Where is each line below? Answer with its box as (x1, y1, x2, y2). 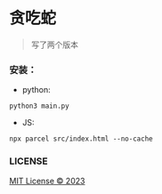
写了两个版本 (30, 39, 78, 50)
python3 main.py (9, 101, 69, 111)
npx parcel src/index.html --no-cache (9, 134, 153, 143)
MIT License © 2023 (9, 175, 85, 186)
